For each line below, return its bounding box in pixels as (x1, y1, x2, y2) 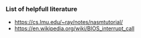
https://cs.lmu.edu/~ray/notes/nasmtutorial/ (14, 19, 123, 26)
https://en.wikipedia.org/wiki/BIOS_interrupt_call (14, 25, 135, 32)
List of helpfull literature (5, 5, 78, 13)
